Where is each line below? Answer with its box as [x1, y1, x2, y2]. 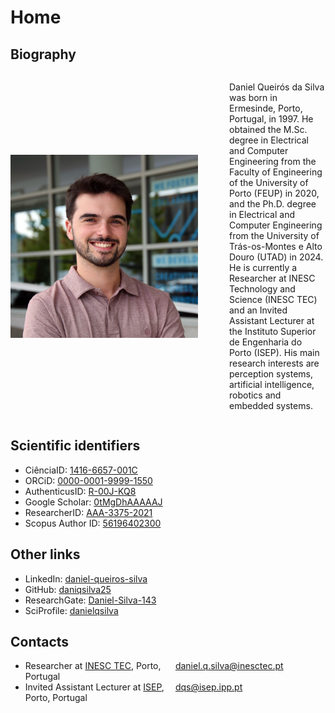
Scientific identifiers [10, 437, 141, 455]
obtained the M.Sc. [229, 124, 308, 135]
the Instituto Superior [229, 326, 317, 337]
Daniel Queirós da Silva [229, 81, 325, 93]
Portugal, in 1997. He [229, 113, 314, 125]
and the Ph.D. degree [229, 198, 317, 210]
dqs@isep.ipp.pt [174, 681, 243, 693]
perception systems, [229, 368, 314, 380]
